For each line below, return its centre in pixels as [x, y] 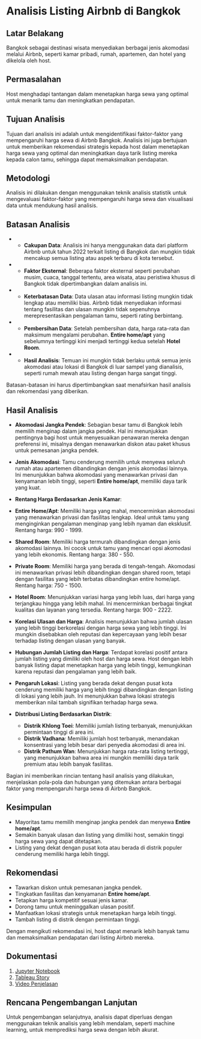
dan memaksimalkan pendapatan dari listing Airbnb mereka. [80, 937]
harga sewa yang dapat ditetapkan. [58, 841]
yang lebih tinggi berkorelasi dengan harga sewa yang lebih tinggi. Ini [101, 628]
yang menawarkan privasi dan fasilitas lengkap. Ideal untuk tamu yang [102, 517]
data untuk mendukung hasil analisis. [52, 205]
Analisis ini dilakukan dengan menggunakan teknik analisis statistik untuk [97, 193]
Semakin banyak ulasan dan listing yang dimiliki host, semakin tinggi [99, 834]
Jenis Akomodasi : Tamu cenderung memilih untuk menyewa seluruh [100, 462]
